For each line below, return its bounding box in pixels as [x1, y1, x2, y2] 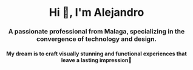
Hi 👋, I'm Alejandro [49, 5, 144, 19]
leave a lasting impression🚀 [61, 56, 132, 63]
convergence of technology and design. [36, 35, 157, 43]
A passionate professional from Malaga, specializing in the [8, 27, 185, 36]
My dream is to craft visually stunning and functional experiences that [6, 50, 187, 57]
